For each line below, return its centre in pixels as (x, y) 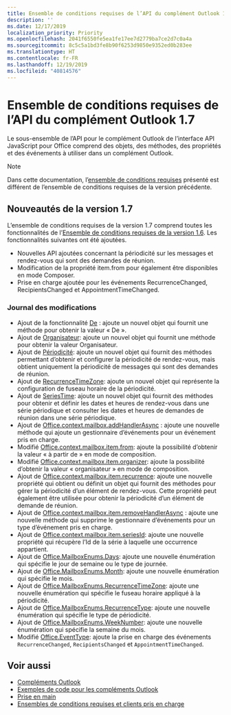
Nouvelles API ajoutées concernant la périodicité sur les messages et (115, 253)
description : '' (30, 20)
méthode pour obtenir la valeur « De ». (72, 330)
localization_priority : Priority (55, 33)
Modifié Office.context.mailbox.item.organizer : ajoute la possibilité (111, 461)
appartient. (33, 549)
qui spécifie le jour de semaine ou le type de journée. (92, 564)
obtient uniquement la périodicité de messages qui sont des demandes (118, 366)
